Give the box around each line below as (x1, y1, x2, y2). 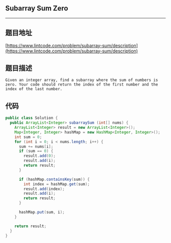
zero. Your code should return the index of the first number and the (5, 82, 158, 87)
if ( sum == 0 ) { (18, 149, 53, 154)
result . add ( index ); (23, 186, 65, 192)
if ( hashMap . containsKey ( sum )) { (18, 177, 90, 182)
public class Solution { (5, 116, 58, 121)
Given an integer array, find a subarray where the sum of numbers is (5, 77, 158, 83)
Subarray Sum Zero (5, 4, 69, 13)
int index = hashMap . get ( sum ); (23, 181, 90, 186)
